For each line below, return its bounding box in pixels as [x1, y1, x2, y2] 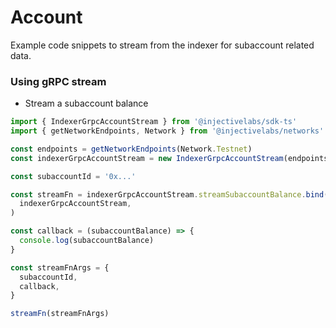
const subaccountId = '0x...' [10, 171, 137, 181]
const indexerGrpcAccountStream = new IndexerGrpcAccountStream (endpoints [10, 153, 329, 163]
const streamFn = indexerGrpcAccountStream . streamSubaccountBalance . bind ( [10, 189, 329, 200]
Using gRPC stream [10, 74, 107, 88]
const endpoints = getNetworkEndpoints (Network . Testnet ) [10, 144, 253, 154]
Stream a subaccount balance [24, 97, 149, 110]
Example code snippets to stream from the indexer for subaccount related [10, 39, 315, 51]
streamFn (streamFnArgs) [10, 309, 110, 319]
